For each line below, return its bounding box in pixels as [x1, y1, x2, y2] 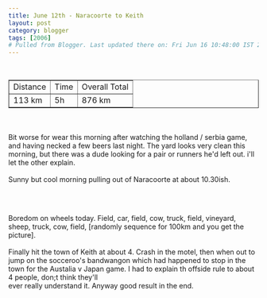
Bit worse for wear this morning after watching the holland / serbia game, [8, 133, 248, 142]
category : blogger [8, 26, 69, 34]
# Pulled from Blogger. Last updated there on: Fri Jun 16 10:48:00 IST [8, 41, 254, 49]
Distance [13, 81, 47, 92]
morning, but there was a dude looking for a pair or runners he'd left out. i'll [8, 149, 255, 159]
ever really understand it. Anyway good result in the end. [8, 281, 194, 291]
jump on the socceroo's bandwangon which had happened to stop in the [8, 256, 246, 265]
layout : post [8, 19, 52, 27]
